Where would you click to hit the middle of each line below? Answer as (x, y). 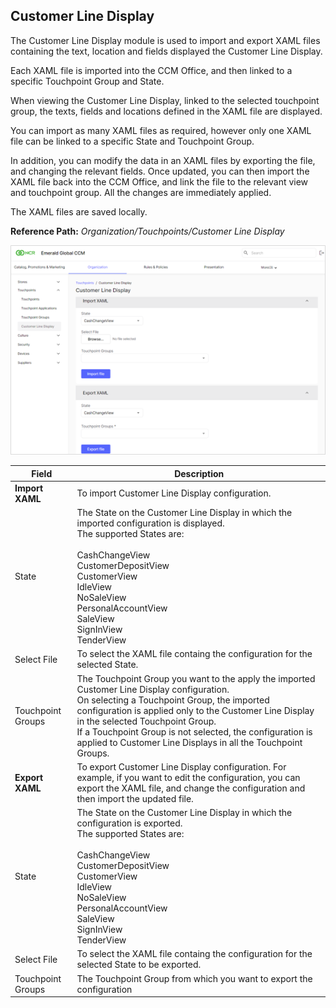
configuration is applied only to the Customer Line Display (195, 710)
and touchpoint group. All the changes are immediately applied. (141, 192)
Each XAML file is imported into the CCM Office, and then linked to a (151, 70)
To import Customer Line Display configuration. (174, 493)
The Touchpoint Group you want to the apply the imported (196, 678)
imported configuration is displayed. (150, 523)
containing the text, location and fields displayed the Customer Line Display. (166, 51)
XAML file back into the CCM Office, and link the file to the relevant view (159, 181)
